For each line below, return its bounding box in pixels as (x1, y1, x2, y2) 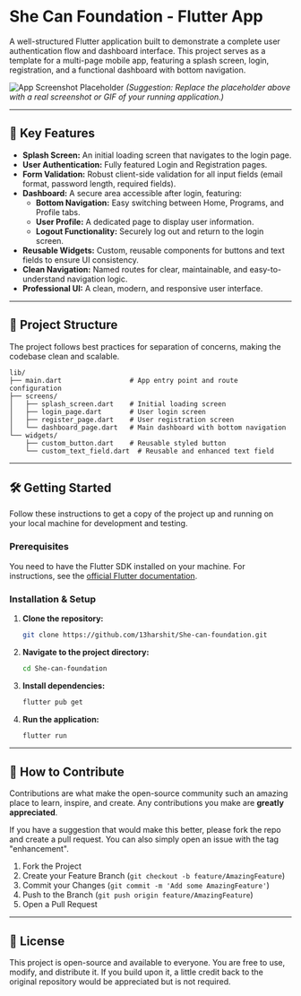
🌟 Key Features (9, 126, 96, 141)
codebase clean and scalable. (9, 351, 120, 361)
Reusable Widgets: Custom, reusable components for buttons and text (21, 245, 285, 255)
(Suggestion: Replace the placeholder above (125, 82, 291, 92)
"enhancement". (9, 844, 70, 854)
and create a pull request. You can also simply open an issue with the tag (9, 834, 279, 844)
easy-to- (249, 264, 282, 274)
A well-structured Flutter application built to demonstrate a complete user (9, 36, 280, 47)
